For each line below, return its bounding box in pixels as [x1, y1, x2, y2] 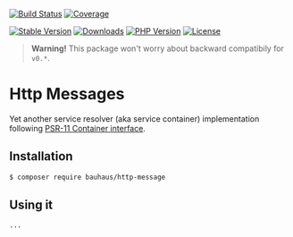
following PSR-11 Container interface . [9, 123, 146, 133]
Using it [9, 198, 54, 213]
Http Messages [9, 84, 125, 105]
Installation [9, 148, 73, 165]
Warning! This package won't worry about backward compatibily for [30, 43, 284, 54]
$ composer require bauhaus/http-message [9, 173, 166, 182]
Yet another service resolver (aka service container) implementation [9, 113, 260, 124]
